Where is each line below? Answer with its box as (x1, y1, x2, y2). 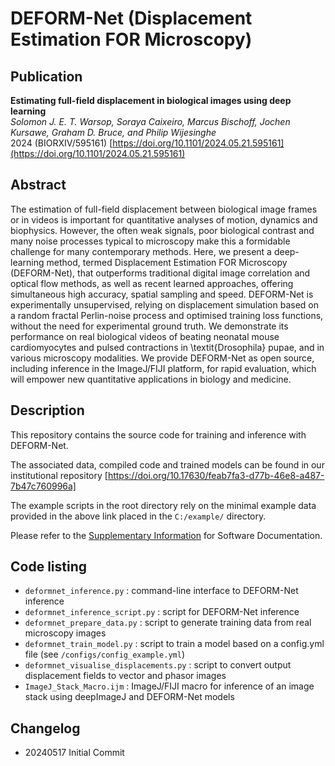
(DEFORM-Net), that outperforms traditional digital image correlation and (10, 267, 311, 279)
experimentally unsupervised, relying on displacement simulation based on (10, 298, 319, 311)
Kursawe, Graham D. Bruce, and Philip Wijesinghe (10, 127, 217, 138)
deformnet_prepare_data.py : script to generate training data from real (24, 617, 312, 629)
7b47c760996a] (10, 480, 77, 492)
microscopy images (24, 627, 107, 639)
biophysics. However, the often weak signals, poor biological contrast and (10, 224, 315, 236)
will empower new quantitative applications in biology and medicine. (10, 373, 292, 385)
